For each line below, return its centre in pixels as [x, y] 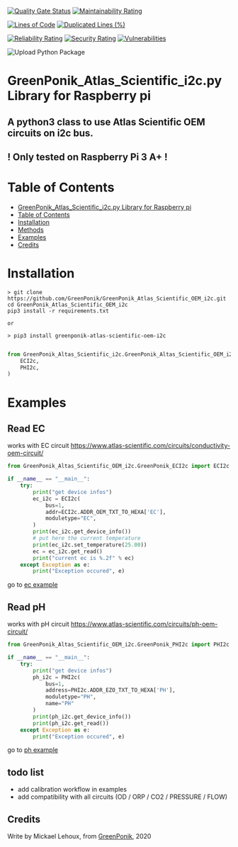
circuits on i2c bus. [50, 133]
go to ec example [33, 585]
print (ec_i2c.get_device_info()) [82, 532]
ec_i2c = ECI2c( [57, 499]
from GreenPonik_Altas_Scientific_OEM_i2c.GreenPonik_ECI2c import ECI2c [119, 466]
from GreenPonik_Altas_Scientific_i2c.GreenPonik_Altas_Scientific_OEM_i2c [121, 354]
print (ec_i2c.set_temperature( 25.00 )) [90, 545]
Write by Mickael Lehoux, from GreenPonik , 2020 [79, 836]
